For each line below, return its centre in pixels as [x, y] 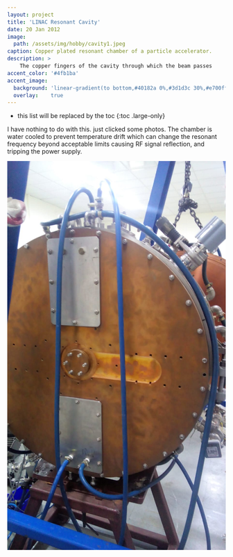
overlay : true [38, 95]
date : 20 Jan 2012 [34, 29]
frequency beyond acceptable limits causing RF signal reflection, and [106, 144]
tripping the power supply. [45, 151]
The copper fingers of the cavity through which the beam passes [116, 66]
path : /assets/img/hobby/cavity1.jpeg [70, 44]
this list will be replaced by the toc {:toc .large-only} [91, 116]
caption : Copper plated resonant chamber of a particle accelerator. [110, 51]
